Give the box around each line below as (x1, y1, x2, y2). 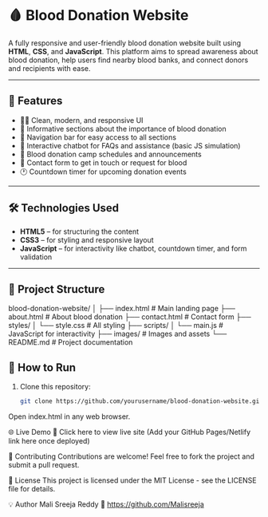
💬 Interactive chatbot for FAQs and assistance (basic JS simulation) (19, 140, 241, 150)
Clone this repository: (19, 382, 91, 392)
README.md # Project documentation (8, 337, 133, 347)
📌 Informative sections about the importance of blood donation (19, 124, 227, 133)
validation (19, 252, 53, 262)
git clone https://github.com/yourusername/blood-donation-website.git (19, 397, 263, 405)
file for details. (8, 484, 56, 494)
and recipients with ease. (8, 63, 91, 73)
